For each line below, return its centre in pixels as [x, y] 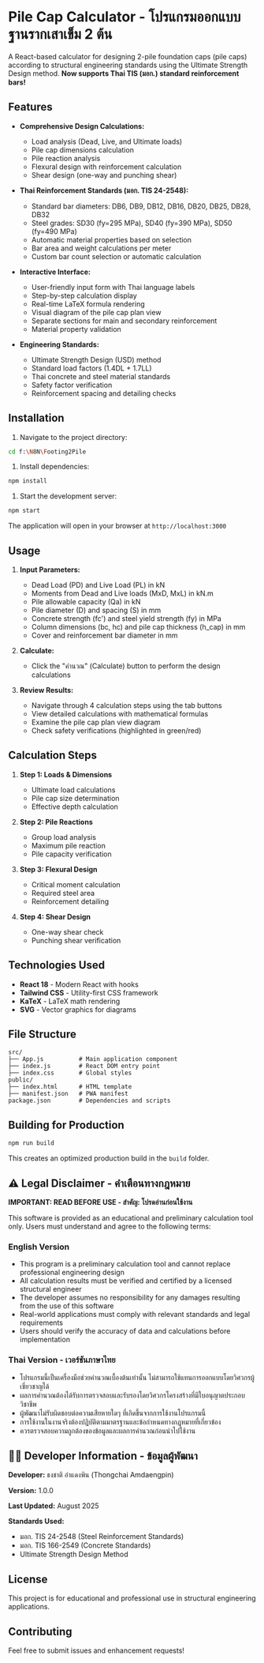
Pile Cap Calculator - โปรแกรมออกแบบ [125, 17]
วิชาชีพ [28, 1404]
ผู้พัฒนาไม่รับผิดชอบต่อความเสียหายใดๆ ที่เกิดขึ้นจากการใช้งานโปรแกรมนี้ [113, 1413]
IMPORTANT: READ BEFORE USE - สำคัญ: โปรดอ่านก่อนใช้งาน [100, 1202]
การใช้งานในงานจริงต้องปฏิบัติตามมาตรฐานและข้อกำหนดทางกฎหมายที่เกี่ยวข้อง [120, 1421]
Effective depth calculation [74, 807]
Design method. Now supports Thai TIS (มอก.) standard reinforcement [124, 73]
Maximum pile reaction [69, 845]
